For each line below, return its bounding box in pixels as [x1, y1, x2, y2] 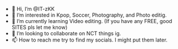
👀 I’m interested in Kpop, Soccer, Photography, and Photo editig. [11, 12, 167, 18]
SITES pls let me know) [11, 24, 68, 31]
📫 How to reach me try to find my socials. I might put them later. [11, 36, 168, 43]
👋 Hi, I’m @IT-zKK [11, 6, 55, 12]
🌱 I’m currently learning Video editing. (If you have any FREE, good [11, 18, 173, 24]
